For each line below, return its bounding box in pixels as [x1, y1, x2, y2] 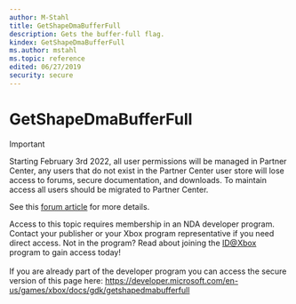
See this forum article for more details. [9, 201, 150, 212]
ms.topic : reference [9, 54, 86, 63]
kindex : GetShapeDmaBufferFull [9, 37, 125, 47]
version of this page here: [9, 275, 104, 285]
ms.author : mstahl [9, 46, 77, 55]
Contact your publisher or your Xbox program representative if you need [9, 228, 275, 238]
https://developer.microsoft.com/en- [105, 275, 238, 285]
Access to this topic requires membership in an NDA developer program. [9, 219, 276, 229]
